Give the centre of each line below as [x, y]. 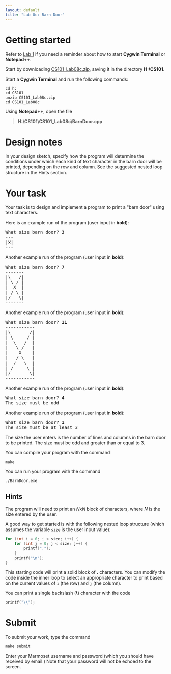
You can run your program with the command [53, 472]
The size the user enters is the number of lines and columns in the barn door [85, 438]
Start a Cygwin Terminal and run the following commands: [67, 79]
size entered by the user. [31, 514]
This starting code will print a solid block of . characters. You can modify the [85, 572]
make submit [18, 646]
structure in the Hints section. [36, 173]
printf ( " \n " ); [29, 558]
